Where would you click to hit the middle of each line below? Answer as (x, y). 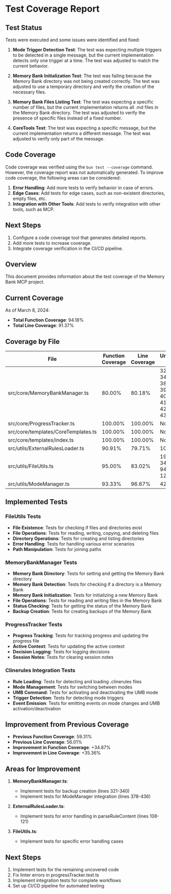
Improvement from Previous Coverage (67, 725)
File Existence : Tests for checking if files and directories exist (77, 528)
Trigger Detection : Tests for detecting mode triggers (68, 698)
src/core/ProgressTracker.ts (41, 424)
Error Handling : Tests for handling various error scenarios (74, 544)
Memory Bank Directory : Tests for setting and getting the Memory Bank (88, 573)
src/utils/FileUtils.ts (31, 466)
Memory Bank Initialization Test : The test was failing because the (82, 76)
